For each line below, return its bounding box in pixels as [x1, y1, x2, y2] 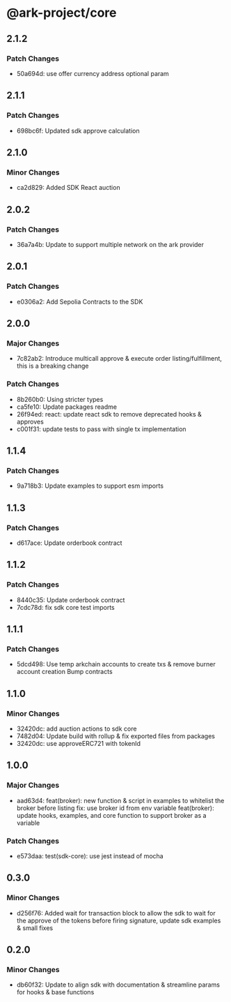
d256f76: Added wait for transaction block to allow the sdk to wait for [16, 908, 216, 917]
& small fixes [16, 923, 54, 932]
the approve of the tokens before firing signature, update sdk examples [16, 916, 221, 925]
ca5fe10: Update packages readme [16, 403, 118, 411]
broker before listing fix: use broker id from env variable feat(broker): [16, 804, 214, 812]
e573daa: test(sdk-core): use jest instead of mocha [16, 852, 164, 860]
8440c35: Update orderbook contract [16, 595, 125, 604]
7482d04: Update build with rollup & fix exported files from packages [16, 732, 216, 740]
